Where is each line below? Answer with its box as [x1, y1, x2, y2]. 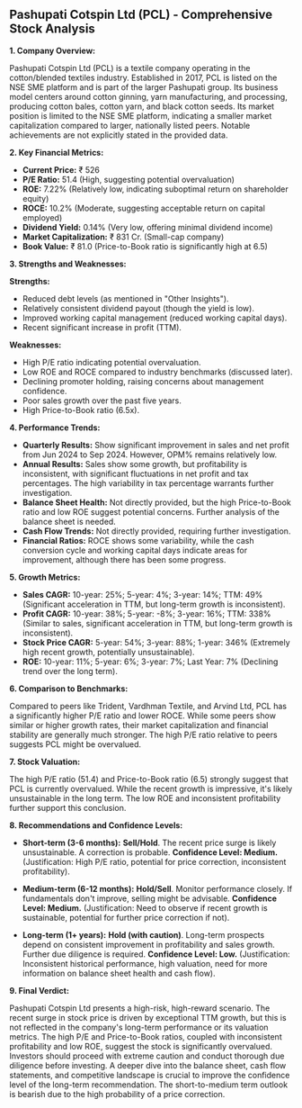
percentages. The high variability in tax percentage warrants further [22, 477, 274, 489]
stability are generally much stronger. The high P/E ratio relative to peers [9, 729, 278, 740]
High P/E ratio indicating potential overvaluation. [22, 356, 201, 367]
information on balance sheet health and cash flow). [22, 968, 216, 978]
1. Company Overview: [9, 45, 96, 56]
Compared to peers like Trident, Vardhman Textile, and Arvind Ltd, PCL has [9, 700, 288, 711]
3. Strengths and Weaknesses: [9, 258, 128, 269]
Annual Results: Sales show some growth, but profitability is [22, 458, 247, 469]
